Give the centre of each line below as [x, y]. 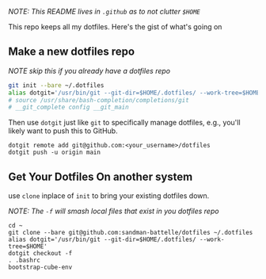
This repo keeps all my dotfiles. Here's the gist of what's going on [115, 27]
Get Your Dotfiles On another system [101, 176]
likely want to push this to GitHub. [63, 131]
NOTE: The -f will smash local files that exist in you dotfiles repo [114, 211]
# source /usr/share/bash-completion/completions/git [99, 100]
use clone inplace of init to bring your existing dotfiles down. [109, 196]
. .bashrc [25, 261]
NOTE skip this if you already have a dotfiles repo [89, 71]
